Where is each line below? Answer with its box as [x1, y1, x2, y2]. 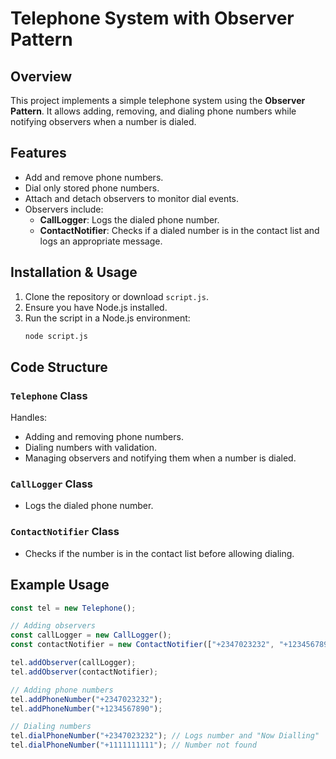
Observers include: [24, 203, 104, 215]
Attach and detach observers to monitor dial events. [24, 192, 240, 204]
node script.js [24, 331, 89, 341]
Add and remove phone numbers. [24, 171, 164, 183]
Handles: [10, 412, 48, 424]
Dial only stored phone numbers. [24, 182, 160, 194]
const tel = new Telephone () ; [10, 603, 137, 613]
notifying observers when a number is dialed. [10, 116, 197, 127]
